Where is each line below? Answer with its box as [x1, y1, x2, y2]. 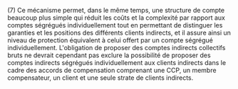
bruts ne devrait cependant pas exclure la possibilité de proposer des [7, 51, 212, 59]
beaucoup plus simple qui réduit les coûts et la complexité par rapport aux [7, 13, 226, 22]
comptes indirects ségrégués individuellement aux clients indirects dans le [7, 59, 227, 66]
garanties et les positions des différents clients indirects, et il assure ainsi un [7, 28, 232, 37]
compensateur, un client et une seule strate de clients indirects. [7, 73, 194, 82]
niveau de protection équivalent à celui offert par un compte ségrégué [7, 36, 214, 44]
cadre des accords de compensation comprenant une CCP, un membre [7, 66, 217, 74]
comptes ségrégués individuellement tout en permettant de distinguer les [7, 21, 223, 29]
